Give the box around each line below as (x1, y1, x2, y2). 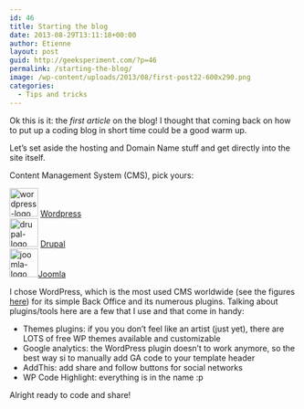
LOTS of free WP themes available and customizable (22, 332, 221, 343)
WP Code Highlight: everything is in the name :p (22, 372, 204, 383)
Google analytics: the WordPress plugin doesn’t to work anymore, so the (22, 342, 296, 353)
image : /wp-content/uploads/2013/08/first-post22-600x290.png (9, 73, 251, 82)
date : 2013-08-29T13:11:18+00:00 (9, 30, 137, 39)
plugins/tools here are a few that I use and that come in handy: (9, 305, 245, 316)
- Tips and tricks (17, 89, 89, 99)
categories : (9, 81, 55, 90)
